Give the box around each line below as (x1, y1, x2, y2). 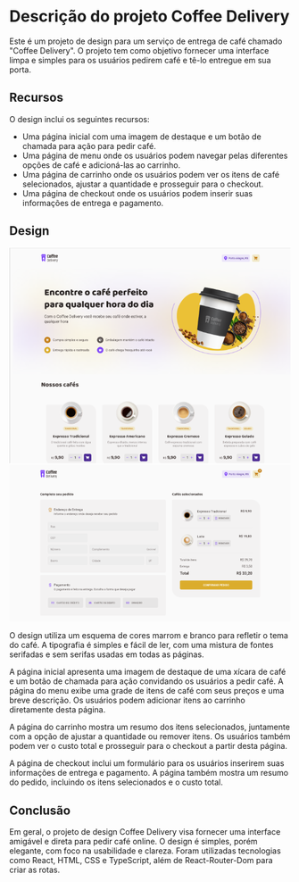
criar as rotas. (9, 864, 61, 876)
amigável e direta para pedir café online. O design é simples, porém (9, 836, 258, 847)
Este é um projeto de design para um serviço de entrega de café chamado (9, 36, 283, 46)
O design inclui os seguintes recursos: (9, 113, 150, 124)
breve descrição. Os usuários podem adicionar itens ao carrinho (9, 695, 245, 706)
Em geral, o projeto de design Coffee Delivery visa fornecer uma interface (9, 827, 281, 837)
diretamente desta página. (9, 704, 106, 715)
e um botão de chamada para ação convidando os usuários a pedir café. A (9, 676, 284, 686)
